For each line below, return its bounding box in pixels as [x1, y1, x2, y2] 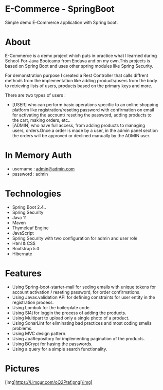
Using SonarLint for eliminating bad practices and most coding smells [12, 320, 152, 326]
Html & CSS [12, 240, 36, 246]
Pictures [5, 363, 40, 374]
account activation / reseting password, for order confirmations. [12, 289, 141, 295]
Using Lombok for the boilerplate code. [12, 304, 91, 310]
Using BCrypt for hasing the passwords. [12, 341, 92, 347]
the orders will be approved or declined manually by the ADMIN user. [12, 132, 151, 138]
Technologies [5, 188, 62, 199]
